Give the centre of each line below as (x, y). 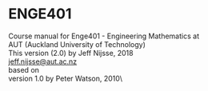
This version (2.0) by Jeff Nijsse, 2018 (71, 53)
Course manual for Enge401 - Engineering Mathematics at (104, 36)
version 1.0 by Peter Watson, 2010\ (65, 78)
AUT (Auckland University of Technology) (77, 44)
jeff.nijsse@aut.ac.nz (43, 61)
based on (24, 69)
